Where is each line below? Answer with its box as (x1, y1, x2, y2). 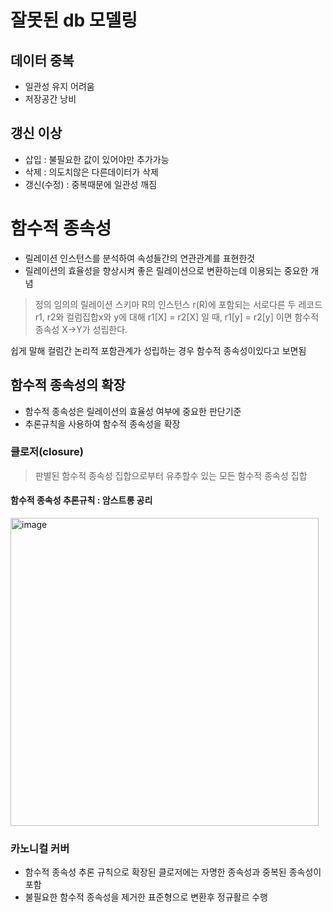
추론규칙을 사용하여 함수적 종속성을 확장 (24, 417, 181, 430)
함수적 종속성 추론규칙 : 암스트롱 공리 (10, 494, 153, 506)
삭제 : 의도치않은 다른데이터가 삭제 (24, 166, 159, 178)
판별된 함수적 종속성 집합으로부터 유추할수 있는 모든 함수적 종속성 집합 (34, 469, 308, 481)
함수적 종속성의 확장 (10, 377, 126, 394)
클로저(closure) (10, 445, 84, 459)
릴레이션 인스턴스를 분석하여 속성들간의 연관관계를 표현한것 (24, 252, 256, 264)
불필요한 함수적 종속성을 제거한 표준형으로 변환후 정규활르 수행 (24, 891, 268, 903)
